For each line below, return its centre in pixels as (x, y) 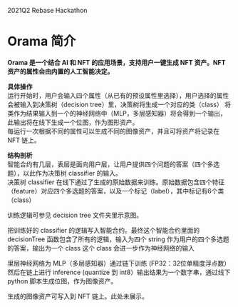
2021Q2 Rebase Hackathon (47, 10)
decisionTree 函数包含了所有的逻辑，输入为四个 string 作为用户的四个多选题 (118, 239)
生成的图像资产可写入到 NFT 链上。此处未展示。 (78, 296)
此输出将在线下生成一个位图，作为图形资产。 (73, 122)
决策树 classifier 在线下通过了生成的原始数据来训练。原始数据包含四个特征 (116, 182)
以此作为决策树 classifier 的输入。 (72, 173)
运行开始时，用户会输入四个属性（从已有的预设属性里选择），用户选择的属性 (118, 95)
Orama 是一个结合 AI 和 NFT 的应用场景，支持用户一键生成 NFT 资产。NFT (117, 62)
